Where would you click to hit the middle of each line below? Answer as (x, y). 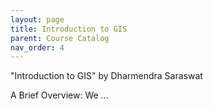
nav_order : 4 (37, 47)
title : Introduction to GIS (69, 29)
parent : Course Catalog (60, 38)
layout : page (37, 19)
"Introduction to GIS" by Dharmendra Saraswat (106, 76)
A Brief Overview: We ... (59, 95)
